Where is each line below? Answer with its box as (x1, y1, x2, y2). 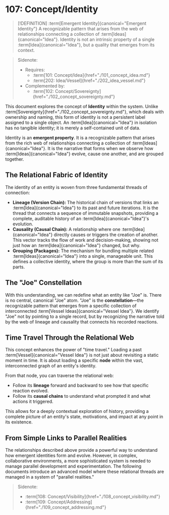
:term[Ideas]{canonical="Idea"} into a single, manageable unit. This (12, 253, 153, 259)
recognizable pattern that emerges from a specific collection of (5, 302, 137, 309)
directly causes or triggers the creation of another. (53, 231, 159, 238)
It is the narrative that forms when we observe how (47, 145, 154, 151)
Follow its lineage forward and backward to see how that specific (12, 383, 149, 389)
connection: (5, 190, 30, 196)
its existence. (5, 419, 33, 425)
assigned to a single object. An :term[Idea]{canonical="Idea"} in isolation (5, 119, 157, 125)
